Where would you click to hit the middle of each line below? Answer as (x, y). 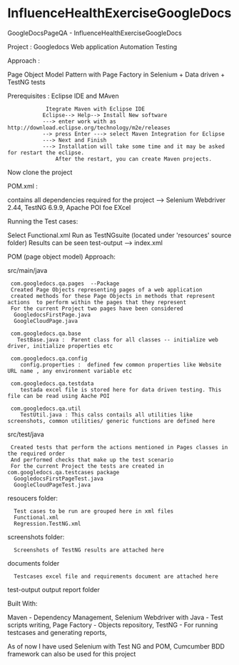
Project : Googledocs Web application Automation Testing (92, 46)
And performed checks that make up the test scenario (92, 460)
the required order (36, 454)
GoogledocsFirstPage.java (52, 315)
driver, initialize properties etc (60, 346)
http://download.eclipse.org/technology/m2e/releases (89, 127)
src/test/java (26, 434)
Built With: (22, 603)
